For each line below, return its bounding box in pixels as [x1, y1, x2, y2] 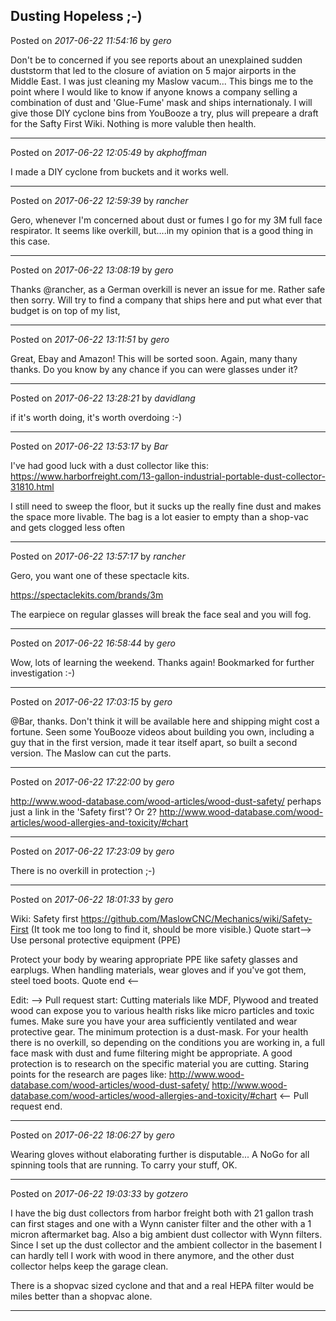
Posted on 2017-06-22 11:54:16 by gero [10, 34, 172, 46]
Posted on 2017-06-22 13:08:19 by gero [10, 264, 174, 276]
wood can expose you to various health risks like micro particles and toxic [10, 1004, 315, 1016]
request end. [10, 1100, 63, 1112]
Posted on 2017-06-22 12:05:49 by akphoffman [10, 146, 208, 158]
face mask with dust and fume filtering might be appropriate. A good [10, 1047, 293, 1059]
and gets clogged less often [10, 521, 126, 533]
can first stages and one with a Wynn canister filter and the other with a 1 [10, 1217, 312, 1229]
